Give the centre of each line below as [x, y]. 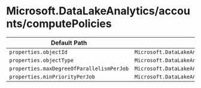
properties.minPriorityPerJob [52, 77]
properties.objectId [38, 52]
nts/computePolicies [59, 24]
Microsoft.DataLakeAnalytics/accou [98, 11]
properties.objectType [41, 60]
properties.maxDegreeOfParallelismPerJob [69, 68]
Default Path [69, 43]
